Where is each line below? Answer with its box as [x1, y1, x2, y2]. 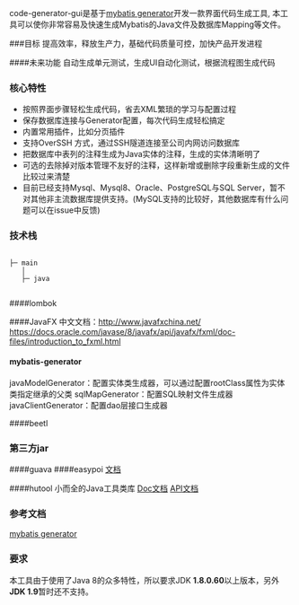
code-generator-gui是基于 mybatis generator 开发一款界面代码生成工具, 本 [9, 8, 281, 18]
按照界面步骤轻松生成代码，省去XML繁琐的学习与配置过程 [22, 104, 236, 115]
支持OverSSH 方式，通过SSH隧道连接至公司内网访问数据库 [22, 137, 241, 148]
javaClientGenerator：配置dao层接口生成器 [9, 399, 168, 410]
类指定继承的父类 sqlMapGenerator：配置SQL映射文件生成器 [9, 389, 233, 399]
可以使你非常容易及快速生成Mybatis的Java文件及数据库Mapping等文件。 [16, 19, 286, 30]
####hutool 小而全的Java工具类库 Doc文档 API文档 [9, 483, 199, 494]
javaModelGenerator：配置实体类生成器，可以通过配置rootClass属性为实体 [9, 377, 286, 388]
